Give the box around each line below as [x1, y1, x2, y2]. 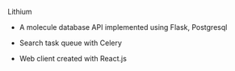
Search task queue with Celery [19, 38, 123, 48]
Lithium [7, 7, 33, 16]
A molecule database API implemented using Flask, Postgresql [19, 23, 228, 31]
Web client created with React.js [19, 54, 127, 63]
